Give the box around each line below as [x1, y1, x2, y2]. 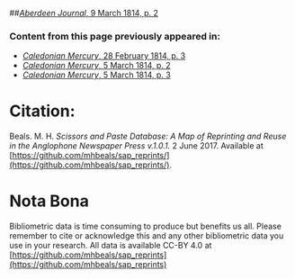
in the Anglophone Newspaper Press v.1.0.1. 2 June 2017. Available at [9, 140, 264, 151]
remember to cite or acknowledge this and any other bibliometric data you [9, 230, 284, 241]
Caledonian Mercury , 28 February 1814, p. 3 [22, 50, 186, 61]
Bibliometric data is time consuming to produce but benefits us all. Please [9, 220, 282, 232]
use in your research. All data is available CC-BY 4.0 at [9, 240, 212, 251]
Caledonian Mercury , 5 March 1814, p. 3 [22, 69, 171, 80]
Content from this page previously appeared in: [9, 30, 220, 42]
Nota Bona [9, 191, 90, 211]
